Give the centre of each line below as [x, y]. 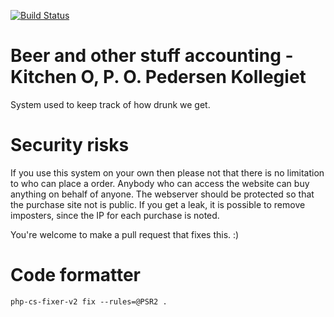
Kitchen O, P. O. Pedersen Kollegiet [158, 77]
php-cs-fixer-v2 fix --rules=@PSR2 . [89, 301]
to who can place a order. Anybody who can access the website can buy [160, 183]
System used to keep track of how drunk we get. [110, 104]
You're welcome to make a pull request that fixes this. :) [125, 234]
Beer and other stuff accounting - [152, 56]
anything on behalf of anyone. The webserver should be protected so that [162, 194]
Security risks [70, 145]
